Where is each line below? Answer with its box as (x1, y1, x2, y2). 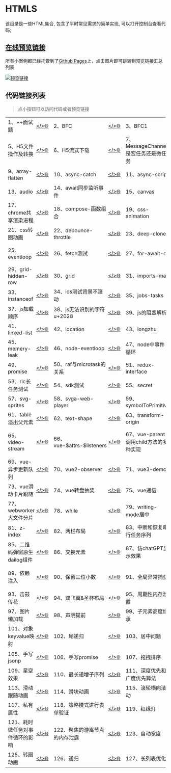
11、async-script (125, 171, 169, 178)
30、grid (53, 272, 75, 279)
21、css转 (8, 226, 33, 233)
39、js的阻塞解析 (125, 309, 167, 316)
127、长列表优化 (125, 755, 166, 762)
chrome (8, 209, 26, 216)
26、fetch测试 (53, 250, 88, 257)
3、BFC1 (125, 122, 148, 129)
